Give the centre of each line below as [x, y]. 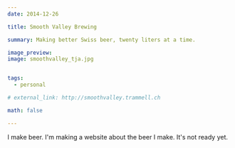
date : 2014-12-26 [33, 14]
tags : [15, 78]
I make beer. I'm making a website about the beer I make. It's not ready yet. [118, 137]
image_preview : [30, 53]
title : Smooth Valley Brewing [52, 27]
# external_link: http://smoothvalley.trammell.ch [84, 97]
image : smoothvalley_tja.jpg [51, 59]
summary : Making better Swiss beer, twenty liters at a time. [101, 40]
